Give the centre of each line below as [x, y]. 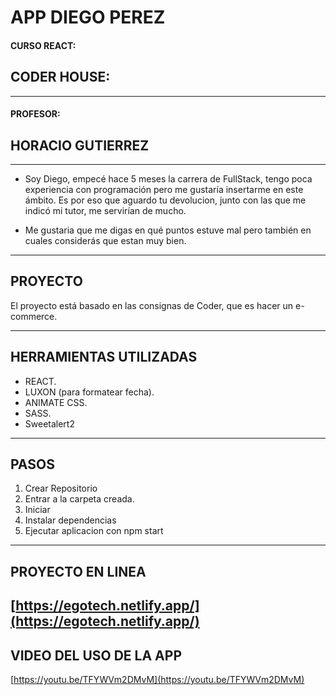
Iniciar [37, 510]
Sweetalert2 [49, 423]
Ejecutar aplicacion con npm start [94, 531]
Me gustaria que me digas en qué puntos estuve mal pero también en [168, 230]
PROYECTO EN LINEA [78, 571]
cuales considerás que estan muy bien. [105, 240]
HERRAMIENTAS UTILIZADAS [104, 357]
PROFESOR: [35, 114]
